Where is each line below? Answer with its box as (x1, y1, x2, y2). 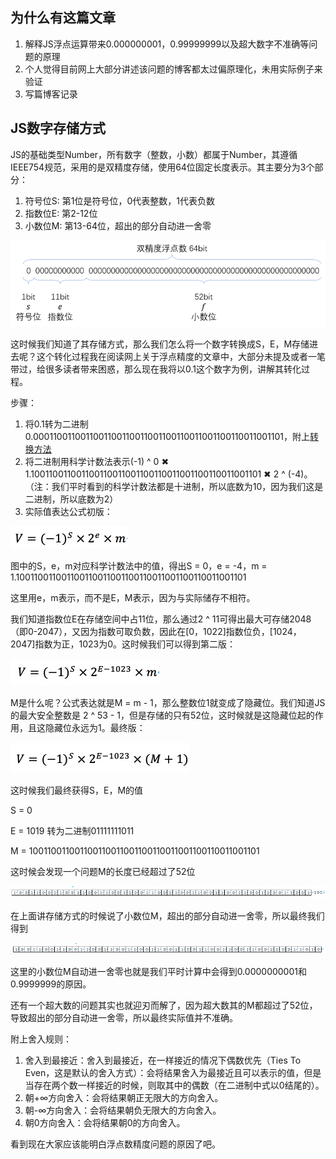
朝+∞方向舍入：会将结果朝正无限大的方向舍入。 (24, 1092, 224, 1104)
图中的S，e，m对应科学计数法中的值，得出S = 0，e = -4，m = (10, 560, 268, 572)
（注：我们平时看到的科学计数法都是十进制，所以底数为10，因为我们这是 (24, 481, 324, 493)
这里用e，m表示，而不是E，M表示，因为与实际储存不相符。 (10, 592, 256, 604)
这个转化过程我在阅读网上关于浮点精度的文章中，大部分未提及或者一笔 (36, 351, 326, 363)
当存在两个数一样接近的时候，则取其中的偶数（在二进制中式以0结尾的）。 (24, 1079, 325, 1092)
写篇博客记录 (24, 88, 78, 100)
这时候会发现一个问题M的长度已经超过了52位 (10, 866, 196, 878)
